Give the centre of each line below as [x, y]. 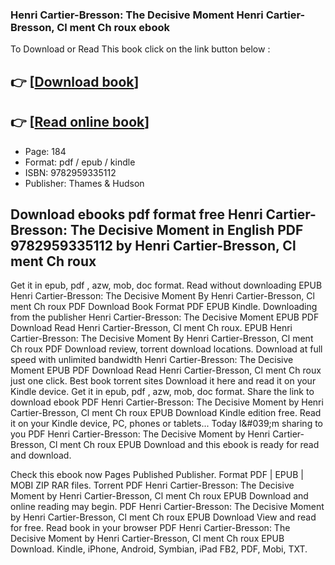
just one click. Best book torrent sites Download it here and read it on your [163, 381]
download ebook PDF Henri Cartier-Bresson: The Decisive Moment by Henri [167, 402]
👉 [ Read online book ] [80, 122]
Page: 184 [45, 151]
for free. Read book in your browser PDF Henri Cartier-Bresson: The [150, 528]
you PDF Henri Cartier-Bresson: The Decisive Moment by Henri [140, 434]
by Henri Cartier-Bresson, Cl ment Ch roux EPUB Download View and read [163, 517]
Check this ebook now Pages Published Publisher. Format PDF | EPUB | [157, 475]
